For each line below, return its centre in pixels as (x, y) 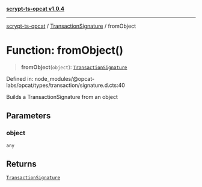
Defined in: (20, 78)
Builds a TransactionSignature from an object (62, 97)
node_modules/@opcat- (65, 78)
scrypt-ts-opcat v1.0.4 (35, 9)
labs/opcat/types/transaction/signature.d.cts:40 (66, 85)
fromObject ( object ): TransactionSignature (74, 67)
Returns (22, 164)
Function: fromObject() (65, 50)
